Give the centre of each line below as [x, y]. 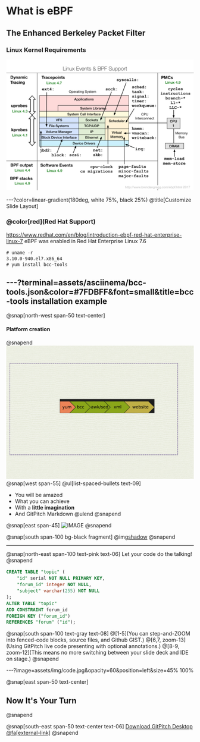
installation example [69, 301]
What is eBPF [40, 11]
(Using [14, 646]
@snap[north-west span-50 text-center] [56, 316]
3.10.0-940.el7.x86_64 [34, 259]
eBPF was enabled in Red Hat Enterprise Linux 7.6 [85, 241]
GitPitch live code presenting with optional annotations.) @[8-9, [101, 646]
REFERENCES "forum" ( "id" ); [41, 622]
